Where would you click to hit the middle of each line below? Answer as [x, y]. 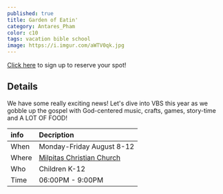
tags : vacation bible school [49, 39]
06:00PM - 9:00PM [71, 180]
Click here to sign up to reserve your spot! [67, 65]
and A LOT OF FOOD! [37, 118]
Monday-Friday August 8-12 [87, 147]
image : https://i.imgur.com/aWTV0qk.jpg [66, 45]
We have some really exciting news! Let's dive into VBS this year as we [108, 103]
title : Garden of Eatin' [43, 20]
